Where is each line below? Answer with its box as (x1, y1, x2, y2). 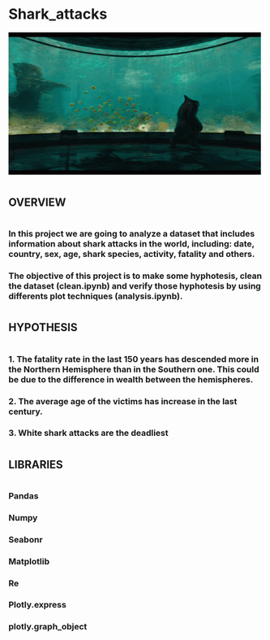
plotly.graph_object (8, 621, 88, 633)
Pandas (8, 490, 39, 501)
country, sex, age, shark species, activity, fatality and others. (8, 249, 255, 260)
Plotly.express (8, 599, 66, 611)
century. (8, 406, 43, 417)
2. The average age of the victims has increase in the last (8, 395, 238, 407)
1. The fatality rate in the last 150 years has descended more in (8, 353, 259, 364)
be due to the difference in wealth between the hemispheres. (8, 373, 254, 385)
